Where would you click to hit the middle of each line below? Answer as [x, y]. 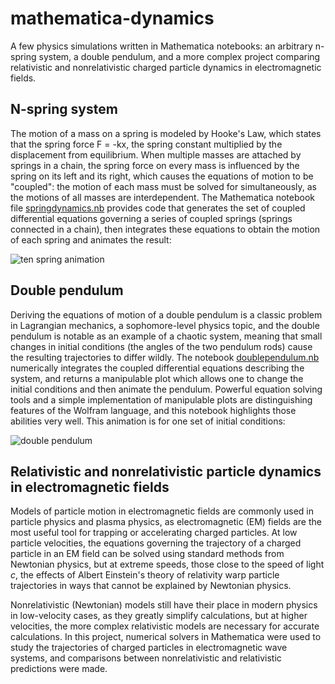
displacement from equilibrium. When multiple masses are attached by [156, 154]
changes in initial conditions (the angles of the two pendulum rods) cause [161, 346]
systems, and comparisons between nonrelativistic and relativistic [146, 658]
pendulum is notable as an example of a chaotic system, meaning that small [166, 336]
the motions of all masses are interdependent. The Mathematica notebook [162, 197]
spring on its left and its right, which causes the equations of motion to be [162, 176]
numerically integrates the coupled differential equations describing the [157, 368]
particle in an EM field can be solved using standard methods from [147, 554]
